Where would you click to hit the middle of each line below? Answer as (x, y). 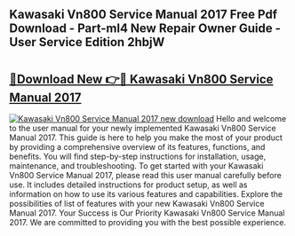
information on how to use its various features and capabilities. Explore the (146, 194)
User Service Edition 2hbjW (87, 42)
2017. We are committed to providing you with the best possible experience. (148, 222)
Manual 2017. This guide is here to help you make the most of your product (146, 138)
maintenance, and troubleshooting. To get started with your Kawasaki (136, 166)
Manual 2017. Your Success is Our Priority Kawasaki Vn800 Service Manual (147, 213)
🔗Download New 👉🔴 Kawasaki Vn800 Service (141, 79)
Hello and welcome (251, 118)
